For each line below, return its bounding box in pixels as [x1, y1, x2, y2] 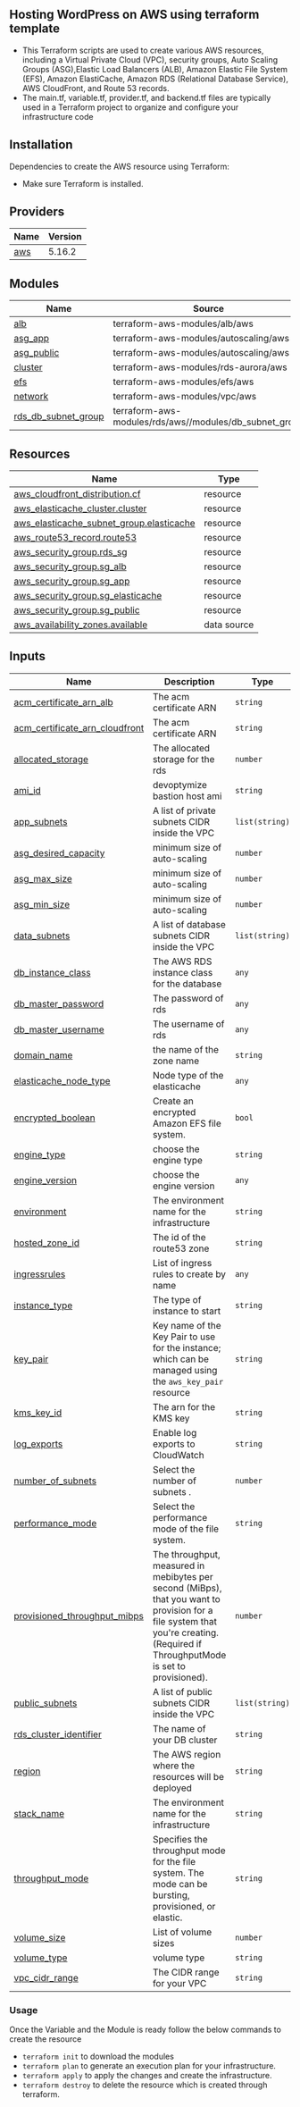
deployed [152, 1782, 192, 1794]
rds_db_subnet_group [13, 410, 104, 423]
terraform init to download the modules [21, 2051, 174, 2062]
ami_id [13, 784, 42, 796]
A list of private [152, 804, 216, 817]
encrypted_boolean [13, 1112, 96, 1124]
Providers [9, 205, 65, 220]
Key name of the [152, 1319, 221, 1331]
